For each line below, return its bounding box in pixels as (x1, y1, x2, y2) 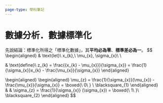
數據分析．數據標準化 (5, 30, 92, 41)
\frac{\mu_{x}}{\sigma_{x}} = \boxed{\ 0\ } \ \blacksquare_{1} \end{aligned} (5, 82, 159, 88)
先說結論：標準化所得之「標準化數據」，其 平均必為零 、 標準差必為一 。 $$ (5, 47, 153, 53)
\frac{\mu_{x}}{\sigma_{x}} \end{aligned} (45, 67, 129, 73)
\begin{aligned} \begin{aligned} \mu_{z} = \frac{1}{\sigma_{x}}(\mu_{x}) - (5, 77, 155, 82)
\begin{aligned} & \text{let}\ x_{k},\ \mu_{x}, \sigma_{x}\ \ (5, 52, 122, 58)
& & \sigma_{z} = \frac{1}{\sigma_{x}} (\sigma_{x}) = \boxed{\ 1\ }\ (5, 87, 139, 93)
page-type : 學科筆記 (5, 7, 44, 12)
